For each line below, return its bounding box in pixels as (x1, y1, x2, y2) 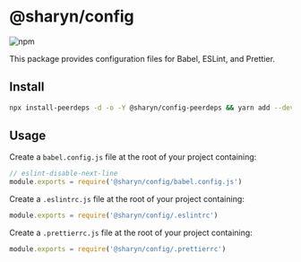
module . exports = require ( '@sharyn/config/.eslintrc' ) (9, 211, 219, 221)
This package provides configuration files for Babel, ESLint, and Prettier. (9, 53, 276, 64)
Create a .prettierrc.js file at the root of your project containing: (9, 227, 253, 239)
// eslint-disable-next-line (9, 169, 118, 179)
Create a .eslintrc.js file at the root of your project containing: (9, 194, 245, 205)
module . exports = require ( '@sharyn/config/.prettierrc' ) (9, 245, 227, 254)
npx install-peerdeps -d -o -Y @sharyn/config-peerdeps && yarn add (9, 103, 271, 112)
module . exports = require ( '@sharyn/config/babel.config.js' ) (9, 178, 243, 187)
